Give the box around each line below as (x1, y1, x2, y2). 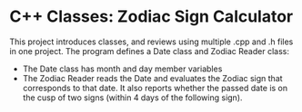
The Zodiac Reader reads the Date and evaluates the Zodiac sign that (22, 72, 284, 83)
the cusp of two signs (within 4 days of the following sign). (22, 92, 243, 103)
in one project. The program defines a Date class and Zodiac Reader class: (9, 45, 289, 56)
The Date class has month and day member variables (22, 63, 223, 74)
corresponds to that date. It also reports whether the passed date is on (22, 82, 288, 93)
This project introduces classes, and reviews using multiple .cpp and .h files (9, 36, 294, 47)
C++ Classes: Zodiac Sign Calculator (9, 6, 294, 27)
